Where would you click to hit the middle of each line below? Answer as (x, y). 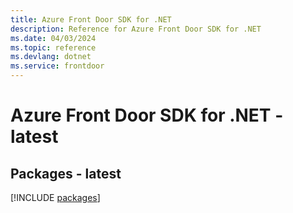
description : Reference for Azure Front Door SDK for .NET (136, 29)
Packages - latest (66, 173)
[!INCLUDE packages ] (55, 197)
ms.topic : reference (53, 47)
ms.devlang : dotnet (51, 57)
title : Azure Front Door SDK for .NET (91, 19)
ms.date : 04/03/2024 (53, 38)
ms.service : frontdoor (57, 66)
